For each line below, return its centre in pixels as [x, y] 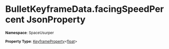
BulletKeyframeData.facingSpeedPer [84, 9]
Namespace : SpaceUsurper [30, 33]
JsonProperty [56, 20]
